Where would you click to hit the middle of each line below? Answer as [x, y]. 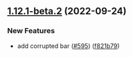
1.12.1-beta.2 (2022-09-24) [67, 11]
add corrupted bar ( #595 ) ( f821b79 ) [68, 46]
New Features [31, 31]
